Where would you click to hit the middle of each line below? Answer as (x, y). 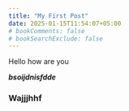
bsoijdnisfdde (32, 77)
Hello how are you (39, 62)
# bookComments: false (47, 31)
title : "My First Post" (49, 16)
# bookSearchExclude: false (56, 38)
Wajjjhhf (25, 98)
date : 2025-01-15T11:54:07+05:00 (65, 23)
